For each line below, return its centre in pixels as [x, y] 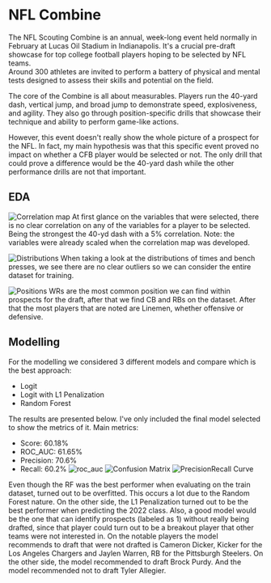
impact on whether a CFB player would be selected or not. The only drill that [135, 154]
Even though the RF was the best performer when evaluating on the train [129, 484]
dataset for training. [41, 275]
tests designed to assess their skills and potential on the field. [111, 80]
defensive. [26, 316]
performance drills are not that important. [77, 171]
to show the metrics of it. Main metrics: [74, 427]
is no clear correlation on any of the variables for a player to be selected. [129, 225]
